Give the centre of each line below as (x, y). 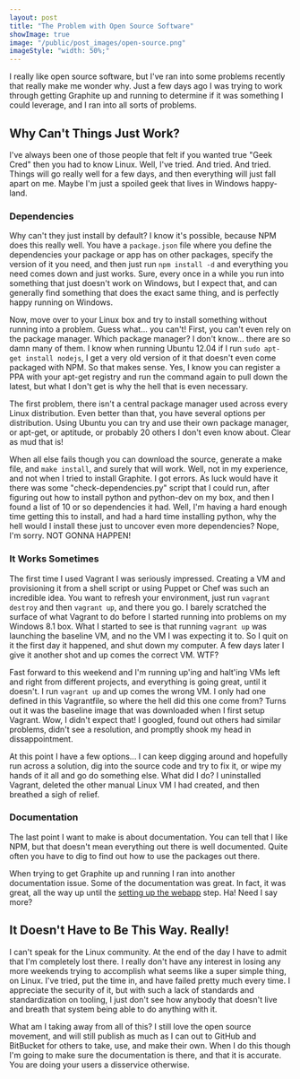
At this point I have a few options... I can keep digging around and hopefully (149, 756)
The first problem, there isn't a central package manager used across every (149, 404)
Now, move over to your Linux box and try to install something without (138, 320)
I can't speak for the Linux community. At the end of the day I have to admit (148, 952)
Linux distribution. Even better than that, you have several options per (137, 413)
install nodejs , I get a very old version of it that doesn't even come (151, 358)
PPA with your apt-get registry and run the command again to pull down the (149, 377)
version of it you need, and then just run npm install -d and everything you (149, 265)
